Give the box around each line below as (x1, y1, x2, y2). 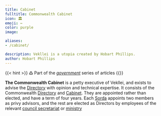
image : (5, 30, 18, 34)
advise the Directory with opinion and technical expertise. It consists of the (5, 84, 155, 90)
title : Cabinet (5, 7, 36, 12)
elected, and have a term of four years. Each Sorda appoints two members (5, 95, 154, 101)
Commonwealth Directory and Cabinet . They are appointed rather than (5, 90, 146, 96)
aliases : (5, 38, 23, 44)
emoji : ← (5, 20, 23, 26)
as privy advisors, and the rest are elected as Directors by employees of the (5, 100, 157, 106)
